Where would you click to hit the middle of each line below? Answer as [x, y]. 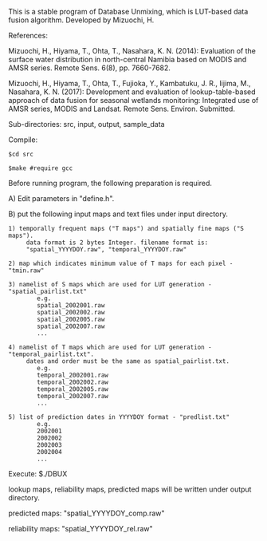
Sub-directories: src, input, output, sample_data [86, 124]
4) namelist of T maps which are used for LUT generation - [110, 347]
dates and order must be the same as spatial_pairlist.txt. [128, 361]
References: [28, 36]
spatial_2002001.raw [71, 306]
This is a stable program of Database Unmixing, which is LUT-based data [128, 12]
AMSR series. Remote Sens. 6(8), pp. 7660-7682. [90, 68]
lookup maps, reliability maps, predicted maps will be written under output [130, 489]
